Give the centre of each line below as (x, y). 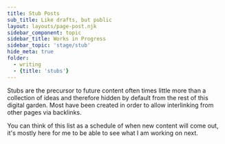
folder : (18, 58)
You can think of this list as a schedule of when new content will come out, (113, 125)
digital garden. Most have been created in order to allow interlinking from (110, 105)
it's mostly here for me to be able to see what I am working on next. (103, 133)
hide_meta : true (30, 52)
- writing (27, 64)
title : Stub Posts (33, 13)
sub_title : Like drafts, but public (60, 20)
